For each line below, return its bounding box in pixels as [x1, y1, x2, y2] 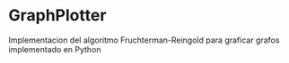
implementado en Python [8, 43, 101, 54]
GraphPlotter [8, 5, 107, 26]
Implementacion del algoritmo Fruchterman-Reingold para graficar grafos [8, 35, 280, 45]
